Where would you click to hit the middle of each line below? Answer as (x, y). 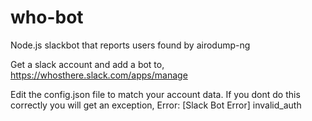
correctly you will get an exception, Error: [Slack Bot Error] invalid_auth (156, 105)
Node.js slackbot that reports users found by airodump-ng (130, 45)
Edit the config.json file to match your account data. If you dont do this (155, 94)
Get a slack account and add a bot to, (87, 64)
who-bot (47, 17)
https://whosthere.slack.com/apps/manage (99, 75)
